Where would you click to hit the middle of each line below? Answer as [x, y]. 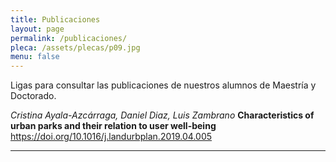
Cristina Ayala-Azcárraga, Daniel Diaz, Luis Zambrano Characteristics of [162, 115]
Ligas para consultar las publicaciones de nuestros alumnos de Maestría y [163, 85]
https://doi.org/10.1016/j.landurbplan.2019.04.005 [111, 137]
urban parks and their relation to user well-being [113, 126]
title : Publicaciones [55, 19]
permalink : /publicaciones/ [69, 38]
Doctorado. [33, 96]
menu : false [35, 57]
